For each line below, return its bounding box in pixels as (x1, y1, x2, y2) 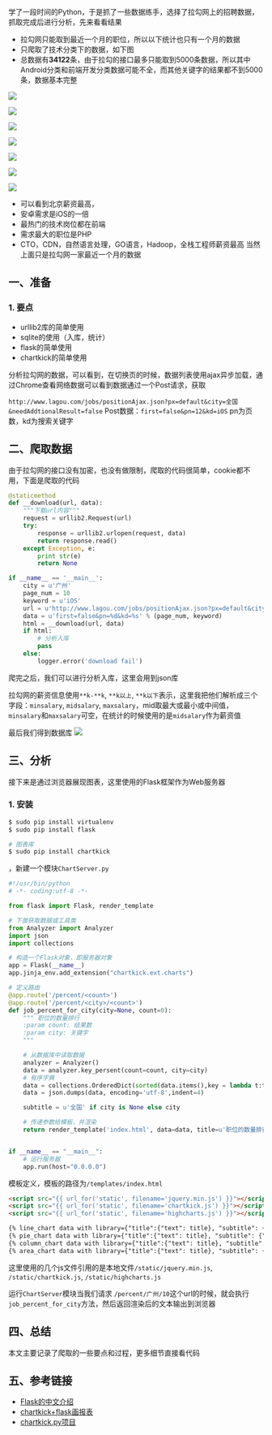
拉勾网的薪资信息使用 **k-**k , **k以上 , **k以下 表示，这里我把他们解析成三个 (8, 689, 258, 700)
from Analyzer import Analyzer (8, 924, 114, 932)
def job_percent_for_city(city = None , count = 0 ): (8, 1006, 172, 1014)
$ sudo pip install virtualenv (8, 818, 114, 826)
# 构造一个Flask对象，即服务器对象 (8, 953, 113, 962)
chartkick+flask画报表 (19, 1407, 93, 1417)
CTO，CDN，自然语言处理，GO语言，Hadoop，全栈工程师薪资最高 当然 (19, 240, 261, 249)
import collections (8, 939, 74, 948)
